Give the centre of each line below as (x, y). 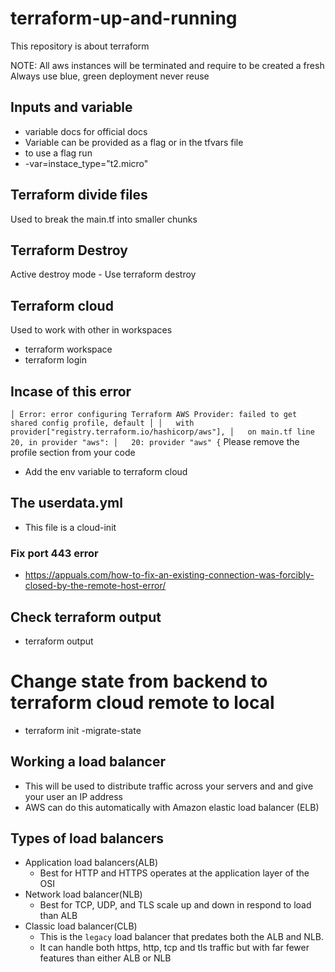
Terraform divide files (79, 195)
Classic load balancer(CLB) (81, 926)
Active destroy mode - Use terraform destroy (103, 274)
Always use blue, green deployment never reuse (110, 76)
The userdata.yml (66, 503)
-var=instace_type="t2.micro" (86, 163)
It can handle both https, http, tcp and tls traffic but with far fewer (174, 948)
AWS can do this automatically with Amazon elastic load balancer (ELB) (172, 807)
